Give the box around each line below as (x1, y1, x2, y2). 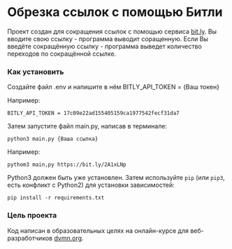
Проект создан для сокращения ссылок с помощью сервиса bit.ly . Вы (7, 27, 217, 36)
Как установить (7, 67, 64, 77)
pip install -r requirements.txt (7, 195, 105, 202)
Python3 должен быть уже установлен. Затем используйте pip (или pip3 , (7, 174, 225, 182)
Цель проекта (7, 211, 57, 220)
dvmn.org (54, 234, 82, 242)
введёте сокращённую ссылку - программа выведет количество (7, 42, 203, 50)
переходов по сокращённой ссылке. (7, 50, 117, 58)
